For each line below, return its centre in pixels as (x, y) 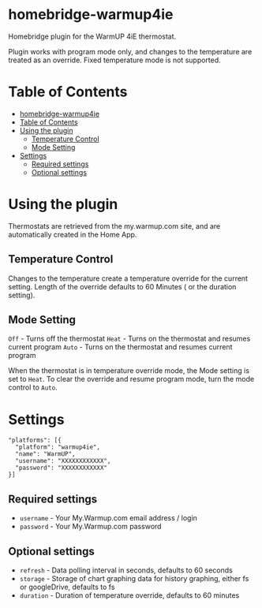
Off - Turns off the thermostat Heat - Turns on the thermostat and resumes (129, 339)
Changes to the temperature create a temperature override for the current (128, 278)
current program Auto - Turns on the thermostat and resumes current (120, 347)
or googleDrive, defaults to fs (67, 587)
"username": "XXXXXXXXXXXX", (63, 461)
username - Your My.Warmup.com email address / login (108, 518)
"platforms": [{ (35, 440)
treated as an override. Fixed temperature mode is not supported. (114, 60)
